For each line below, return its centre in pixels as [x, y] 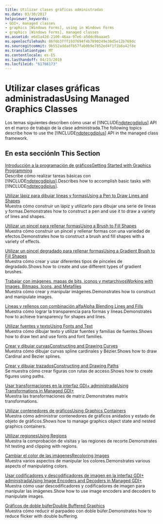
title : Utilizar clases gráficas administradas [54, 10]
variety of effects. [23, 241]
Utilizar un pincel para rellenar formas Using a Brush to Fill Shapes [71, 226]
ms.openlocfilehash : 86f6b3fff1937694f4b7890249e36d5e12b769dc [71, 42]
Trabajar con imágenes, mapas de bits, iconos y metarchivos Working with [79, 281]
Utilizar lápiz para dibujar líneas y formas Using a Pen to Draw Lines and [77, 196]
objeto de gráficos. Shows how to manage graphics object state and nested [80, 421]
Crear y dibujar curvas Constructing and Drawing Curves [62, 346]
